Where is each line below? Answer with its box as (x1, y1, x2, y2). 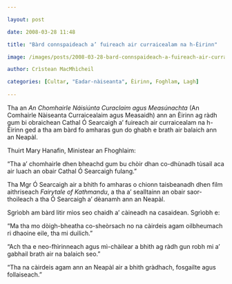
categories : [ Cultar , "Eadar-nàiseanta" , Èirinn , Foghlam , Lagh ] (7, 79, 199, 85)
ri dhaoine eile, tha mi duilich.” (7, 229, 93, 237)
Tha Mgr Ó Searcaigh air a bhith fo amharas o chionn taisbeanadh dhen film (7, 180, 223, 188)
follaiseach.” (7, 270, 43, 278)
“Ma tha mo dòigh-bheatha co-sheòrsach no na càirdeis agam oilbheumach (7, 221, 223, 230)
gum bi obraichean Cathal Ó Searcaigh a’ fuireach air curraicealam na (7, 118, 206, 126)
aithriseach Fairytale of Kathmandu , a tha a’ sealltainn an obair (7, 187, 186, 196)
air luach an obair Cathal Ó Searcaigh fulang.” (7, 167, 137, 175)
